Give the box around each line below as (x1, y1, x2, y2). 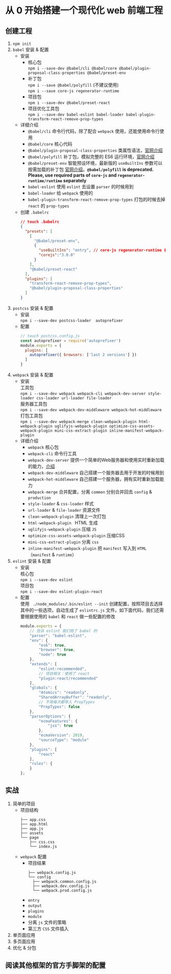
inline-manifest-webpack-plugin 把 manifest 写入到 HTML (27, 545, 147, 551)
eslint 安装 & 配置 (12, 558, 51, 564)
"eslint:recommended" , (38, 666, 87, 671)
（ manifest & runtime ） (27, 552, 77, 558)
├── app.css (20, 817, 46, 822)
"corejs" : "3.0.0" (38, 253, 75, 258)
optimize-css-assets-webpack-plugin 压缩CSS (27, 533, 125, 538)
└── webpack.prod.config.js (32, 888, 92, 893)
